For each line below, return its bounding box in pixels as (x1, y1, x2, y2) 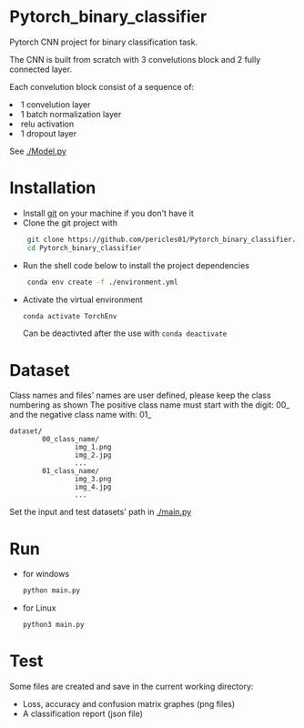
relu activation (21, 118, 75, 129)
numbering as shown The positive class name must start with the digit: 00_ (9, 399, 289, 410)
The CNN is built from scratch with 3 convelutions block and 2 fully (9, 54, 261, 65)
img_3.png (74, 475, 112, 484)
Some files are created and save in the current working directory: (9, 681, 254, 692)
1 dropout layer (21, 127, 77, 138)
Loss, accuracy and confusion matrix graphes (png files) (22, 698, 236, 709)
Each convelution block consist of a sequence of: (9, 81, 195, 92)
